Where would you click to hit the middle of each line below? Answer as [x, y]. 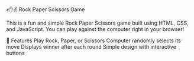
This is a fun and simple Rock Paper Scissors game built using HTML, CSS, [97, 23]
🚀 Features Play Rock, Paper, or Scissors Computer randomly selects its [94, 40]
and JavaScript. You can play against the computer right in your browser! [95, 29]
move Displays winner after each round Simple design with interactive [91, 47]
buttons [15, 53]
